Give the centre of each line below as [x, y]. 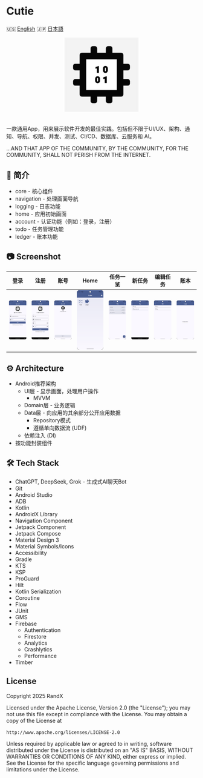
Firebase [26, 623]
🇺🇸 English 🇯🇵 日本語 [35, 28]
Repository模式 [52, 420]
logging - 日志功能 [38, 206]
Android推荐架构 [35, 384]
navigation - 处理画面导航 [47, 199]
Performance [40, 656]
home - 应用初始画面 [41, 214]
